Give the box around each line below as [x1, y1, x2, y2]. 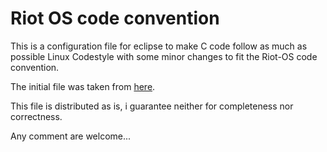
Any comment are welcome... [10, 130, 132, 142]
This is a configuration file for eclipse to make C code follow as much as [10, 40, 308, 52]
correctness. [10, 110, 63, 122]
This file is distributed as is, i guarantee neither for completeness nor [10, 100, 294, 112]
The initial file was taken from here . [10, 80, 156, 92]
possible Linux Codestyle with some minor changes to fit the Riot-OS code [10, 50, 318, 62]
